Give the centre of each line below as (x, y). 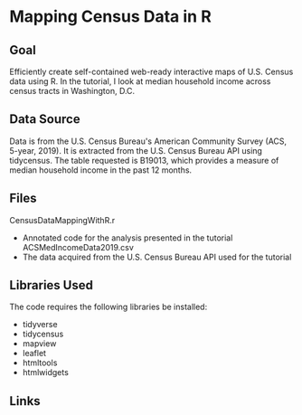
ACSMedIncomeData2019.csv (78, 247)
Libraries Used (51, 285)
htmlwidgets (46, 373)
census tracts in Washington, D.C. (72, 91)
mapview (39, 344)
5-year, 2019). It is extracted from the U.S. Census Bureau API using (136, 150)
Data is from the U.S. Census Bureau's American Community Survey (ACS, (148, 141)
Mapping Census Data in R (111, 17)
